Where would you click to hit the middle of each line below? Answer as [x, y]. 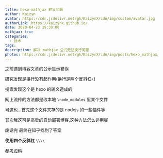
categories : [17, 37]
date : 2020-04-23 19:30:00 [32, 28]
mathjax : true [19, 32]
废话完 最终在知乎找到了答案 [33, 130]
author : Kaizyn [20, 14]
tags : [10, 45]
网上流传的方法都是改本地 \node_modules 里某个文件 [57, 100]
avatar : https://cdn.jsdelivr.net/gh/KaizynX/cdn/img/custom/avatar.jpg [80, 18]
